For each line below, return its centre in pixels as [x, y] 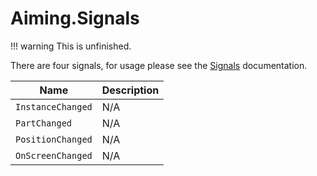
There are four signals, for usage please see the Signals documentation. [159, 65]
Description [130, 90]
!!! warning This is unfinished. [71, 46]
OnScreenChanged [54, 155]
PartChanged [44, 123]
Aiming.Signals [75, 18]
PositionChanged [54, 139]
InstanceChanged [54, 106]
